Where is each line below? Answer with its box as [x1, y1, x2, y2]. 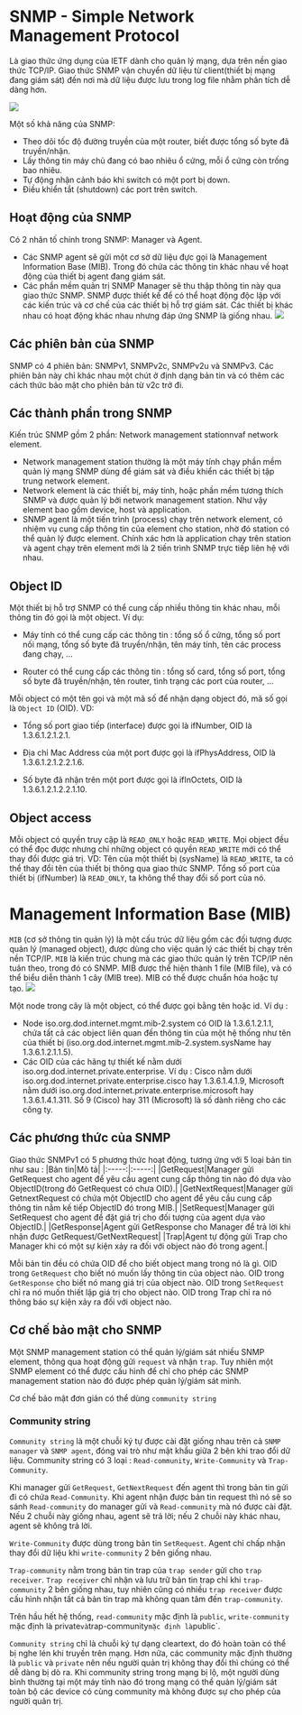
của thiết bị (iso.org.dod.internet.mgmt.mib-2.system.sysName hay [22, 1037, 272, 1047]
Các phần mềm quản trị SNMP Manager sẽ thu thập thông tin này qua [22, 280, 281, 290]
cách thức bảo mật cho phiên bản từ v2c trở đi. [9, 379, 185, 390]
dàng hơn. [9, 84, 48, 95]
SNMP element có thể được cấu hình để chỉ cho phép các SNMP [9, 1365, 250, 1377]
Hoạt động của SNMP [9, 210, 133, 226]
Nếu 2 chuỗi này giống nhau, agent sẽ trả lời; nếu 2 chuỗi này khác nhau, [9, 1510, 281, 1521]
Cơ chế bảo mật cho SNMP [9, 1323, 162, 1338]
